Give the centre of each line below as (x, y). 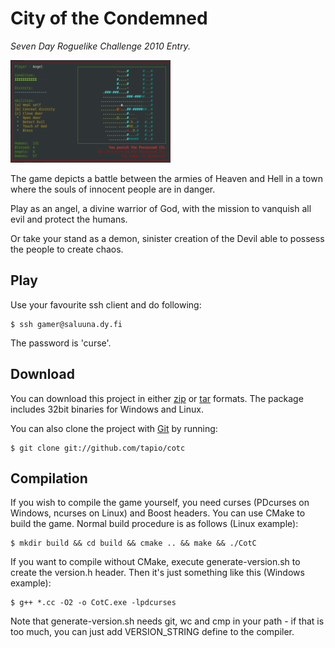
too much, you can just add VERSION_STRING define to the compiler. (152, 632)
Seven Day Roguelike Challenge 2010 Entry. (100, 46)
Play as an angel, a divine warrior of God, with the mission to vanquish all (161, 208)
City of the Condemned (109, 18)
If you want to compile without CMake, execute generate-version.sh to (155, 562)
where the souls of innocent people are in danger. (113, 189)
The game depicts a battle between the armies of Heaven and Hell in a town (166, 178)
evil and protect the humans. (69, 219)
